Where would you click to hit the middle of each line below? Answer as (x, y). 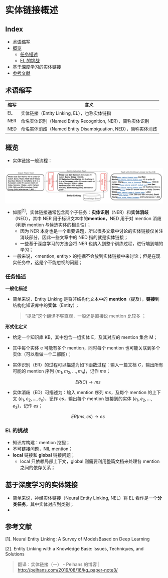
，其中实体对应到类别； (50, 504)
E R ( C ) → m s (88, 382)
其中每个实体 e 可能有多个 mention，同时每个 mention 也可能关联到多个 (86, 348)
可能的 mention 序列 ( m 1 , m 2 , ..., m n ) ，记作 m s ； (61, 371)
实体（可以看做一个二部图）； (42, 354)
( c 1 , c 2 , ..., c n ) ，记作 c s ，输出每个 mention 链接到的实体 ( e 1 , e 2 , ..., (85, 399)
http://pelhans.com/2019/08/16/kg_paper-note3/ (67, 570)
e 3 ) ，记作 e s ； (28, 406)
